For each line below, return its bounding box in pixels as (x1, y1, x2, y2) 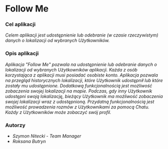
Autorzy (5, 121, 26, 128)
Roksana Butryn (12, 138, 46, 144)
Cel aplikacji (5, 21, 36, 28)
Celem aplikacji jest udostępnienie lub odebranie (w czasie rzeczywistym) (5, 32, 159, 38)
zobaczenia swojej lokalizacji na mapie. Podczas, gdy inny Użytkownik (5, 88, 152, 94)
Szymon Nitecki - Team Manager (12, 133, 81, 139)
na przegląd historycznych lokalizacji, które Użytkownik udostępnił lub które (5, 77, 163, 83)
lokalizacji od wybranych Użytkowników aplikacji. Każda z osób (5, 66, 138, 72)
